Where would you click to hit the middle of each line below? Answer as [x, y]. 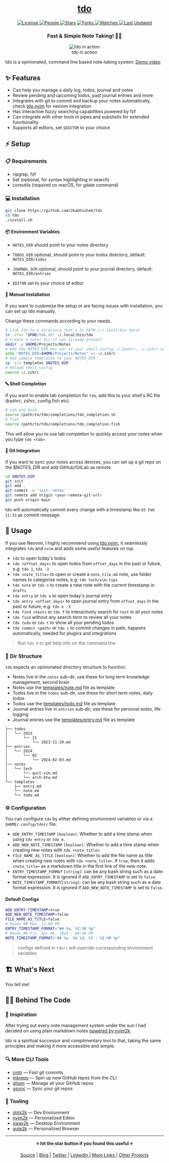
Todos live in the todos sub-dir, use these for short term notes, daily [83, 693]
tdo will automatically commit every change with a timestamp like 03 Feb [80, 509]
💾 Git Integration [23, 451]
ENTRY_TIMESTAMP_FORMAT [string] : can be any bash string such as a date [88, 872]
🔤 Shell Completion [26, 384]
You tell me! [17, 984]
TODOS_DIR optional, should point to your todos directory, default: [79, 254]
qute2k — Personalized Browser [46, 1128]
